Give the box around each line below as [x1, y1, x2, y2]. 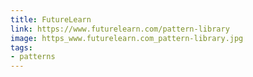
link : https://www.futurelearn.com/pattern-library [10, 24, 230, 34]
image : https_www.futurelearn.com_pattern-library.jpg [10, 33, 244, 43]
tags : [10, 42, 33, 53]
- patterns [10, 52, 56, 62]
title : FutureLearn [10, 14, 92, 25]
